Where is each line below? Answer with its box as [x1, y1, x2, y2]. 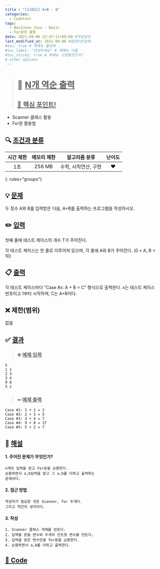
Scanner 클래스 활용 [12, 114, 52, 120]
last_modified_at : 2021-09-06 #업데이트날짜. [5, 39, 93, 44]
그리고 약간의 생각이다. [5, 505, 45, 509]
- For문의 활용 [9, 30, 37, 35]
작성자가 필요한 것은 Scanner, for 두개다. [5, 499, 82, 504]
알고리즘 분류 [66, 154, 95, 161]
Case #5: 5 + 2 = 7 [5, 425, 45, 430]
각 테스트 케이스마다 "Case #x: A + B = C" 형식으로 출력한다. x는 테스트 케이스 [5, 284, 155, 290]
